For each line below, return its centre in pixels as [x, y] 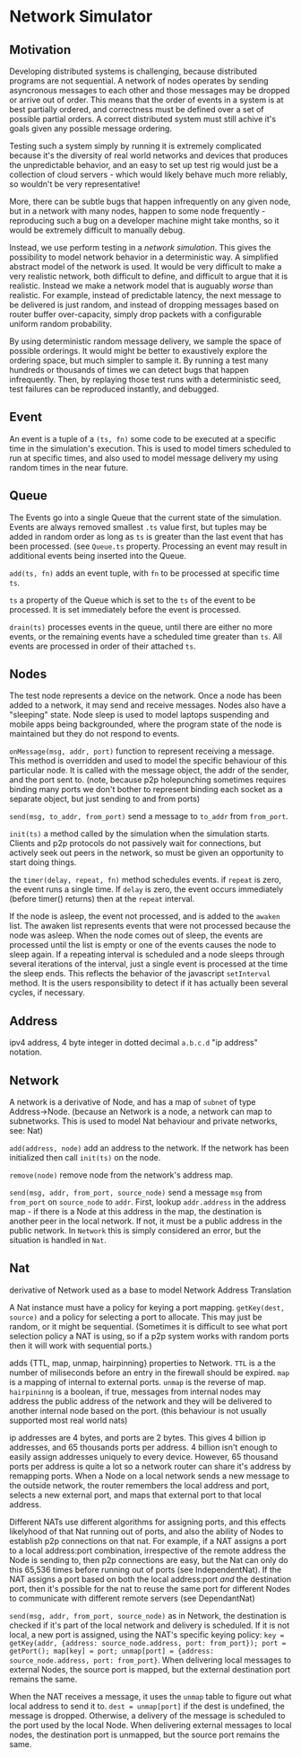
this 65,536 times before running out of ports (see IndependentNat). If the [146, 1569]
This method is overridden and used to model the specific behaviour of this [148, 761]
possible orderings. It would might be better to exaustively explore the [138, 351]
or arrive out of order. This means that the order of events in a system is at [146, 100]
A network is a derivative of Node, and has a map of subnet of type [133, 1102]
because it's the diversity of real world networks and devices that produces [149, 155]
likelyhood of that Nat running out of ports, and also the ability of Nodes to [146, 1531]
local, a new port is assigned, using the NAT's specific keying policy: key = [147, 1634]
